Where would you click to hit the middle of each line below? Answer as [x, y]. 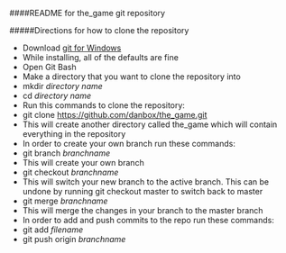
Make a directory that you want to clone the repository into [131, 77]
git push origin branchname [74, 239]
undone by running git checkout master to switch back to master [143, 191]
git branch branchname [66, 153]
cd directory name [57, 95]
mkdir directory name [63, 86]
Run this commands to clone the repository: [103, 105]
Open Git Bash [49, 67]
